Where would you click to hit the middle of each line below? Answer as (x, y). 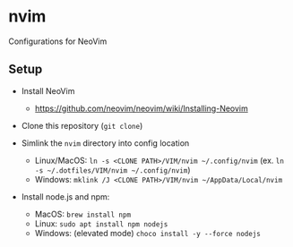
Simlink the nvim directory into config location (105, 143)
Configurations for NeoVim (58, 41)
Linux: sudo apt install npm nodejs (101, 223)
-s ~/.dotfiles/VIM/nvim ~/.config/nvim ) (112, 170)
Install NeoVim (48, 90)
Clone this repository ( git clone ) (82, 125)
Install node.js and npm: (65, 196)
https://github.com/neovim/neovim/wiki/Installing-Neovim (141, 108)
